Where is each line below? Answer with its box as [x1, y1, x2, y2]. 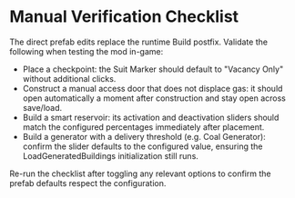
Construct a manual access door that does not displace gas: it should [22, 83, 283, 94]
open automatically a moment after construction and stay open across [22, 93, 287, 104]
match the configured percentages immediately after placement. [22, 121, 265, 133]
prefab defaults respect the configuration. [9, 177, 167, 188]
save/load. [22, 102, 63, 113]
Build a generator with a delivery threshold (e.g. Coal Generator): [22, 131, 266, 142]
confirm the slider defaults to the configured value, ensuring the [22, 141, 263, 152]
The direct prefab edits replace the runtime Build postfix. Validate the [9, 36, 269, 47]
